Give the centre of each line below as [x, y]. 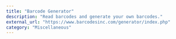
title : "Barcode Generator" [40, 11]
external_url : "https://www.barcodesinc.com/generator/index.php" [88, 22]
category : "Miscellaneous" [39, 27]
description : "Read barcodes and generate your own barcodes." [85, 17]
